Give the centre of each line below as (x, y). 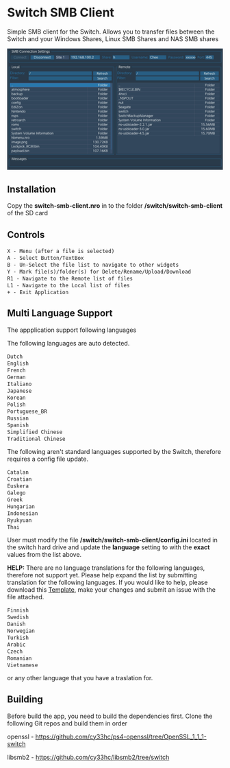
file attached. (26, 597)
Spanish (18, 425)
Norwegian (21, 631)
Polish (16, 405)
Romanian (20, 658)
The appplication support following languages (72, 330)
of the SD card (28, 213)
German (16, 377)
